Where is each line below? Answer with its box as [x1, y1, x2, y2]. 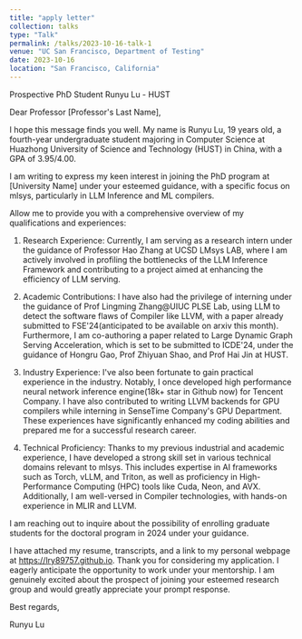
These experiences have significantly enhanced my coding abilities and [22, 414, 290, 425]
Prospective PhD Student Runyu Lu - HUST [9, 88, 170, 100]
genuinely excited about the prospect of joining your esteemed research [9, 574, 279, 584]
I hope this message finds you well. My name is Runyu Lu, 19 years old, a [9, 124, 282, 135]
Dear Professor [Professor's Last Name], [9, 106, 161, 117]
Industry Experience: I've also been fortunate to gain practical [22, 366, 254, 377]
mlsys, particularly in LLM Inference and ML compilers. [9, 190, 215, 201]
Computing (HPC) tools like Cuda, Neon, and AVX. [73, 481, 261, 492]
